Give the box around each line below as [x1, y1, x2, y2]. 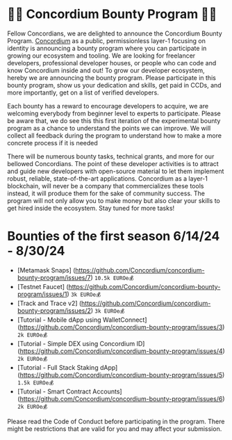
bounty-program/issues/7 [17, 273, 91, 282]
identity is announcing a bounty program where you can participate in [7, 44, 207, 52]
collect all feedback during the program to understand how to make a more [7, 131, 222, 140]
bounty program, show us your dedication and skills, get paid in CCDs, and [7, 81, 222, 89]
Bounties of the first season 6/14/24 [7, 229, 220, 244]
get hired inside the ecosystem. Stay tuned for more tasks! [7, 204, 175, 212]
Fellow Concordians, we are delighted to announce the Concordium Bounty [7, 29, 222, 38]
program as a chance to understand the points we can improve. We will [7, 124, 211, 132]
